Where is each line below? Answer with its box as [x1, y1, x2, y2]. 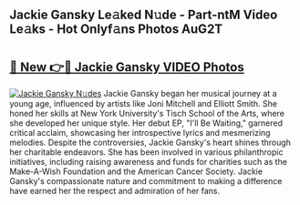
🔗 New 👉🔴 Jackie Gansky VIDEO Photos [9, 59, 244, 75]
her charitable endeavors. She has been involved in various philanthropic [9, 147, 284, 158]
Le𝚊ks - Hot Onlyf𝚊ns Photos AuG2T [9, 22, 223, 37]
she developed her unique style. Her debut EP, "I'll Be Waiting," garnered [9, 118, 284, 128]
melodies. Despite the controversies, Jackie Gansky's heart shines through [9, 137, 292, 148]
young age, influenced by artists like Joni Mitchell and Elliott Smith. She [9, 98, 278, 108]
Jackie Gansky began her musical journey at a [103, 88, 277, 98]
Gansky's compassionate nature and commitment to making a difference [9, 176, 283, 186]
